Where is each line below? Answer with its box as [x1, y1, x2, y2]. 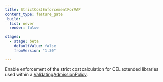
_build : [5, 16, 21, 21]
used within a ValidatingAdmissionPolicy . [5, 71, 88, 77]
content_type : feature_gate [5, 12, 63, 17]
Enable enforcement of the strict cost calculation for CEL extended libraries [5, 66, 159, 72]
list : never [9, 21, 35, 26]
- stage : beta [9, 39, 39, 44]
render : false [9, 26, 39, 30]
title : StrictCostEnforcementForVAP [5, 7, 81, 12]
